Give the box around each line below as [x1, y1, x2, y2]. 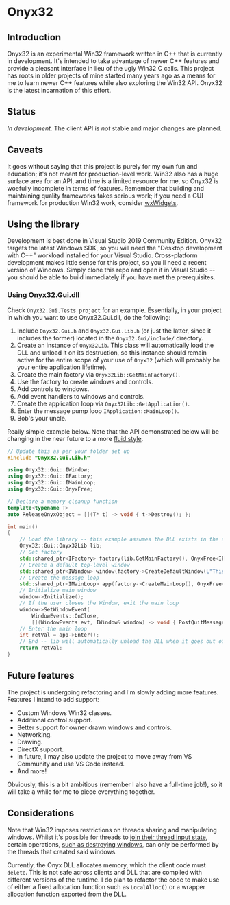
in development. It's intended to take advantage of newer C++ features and [7, 57, 220, 65]
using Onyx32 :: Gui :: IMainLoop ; [7, 480, 97, 486]
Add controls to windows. [16, 385, 90, 393]
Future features [7, 670, 75, 681]
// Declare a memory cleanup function [7, 498, 118, 505]
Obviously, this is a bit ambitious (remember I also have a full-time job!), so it [7, 780, 222, 788]
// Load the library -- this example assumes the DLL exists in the [19, 536, 219, 543]
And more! [16, 766, 47, 775]
